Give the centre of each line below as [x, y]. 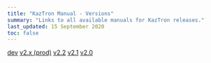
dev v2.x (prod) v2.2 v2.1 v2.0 [50, 53]
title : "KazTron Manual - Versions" [60, 13]
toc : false [23, 33]
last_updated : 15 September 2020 [56, 26]
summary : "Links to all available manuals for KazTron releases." [106, 20]
